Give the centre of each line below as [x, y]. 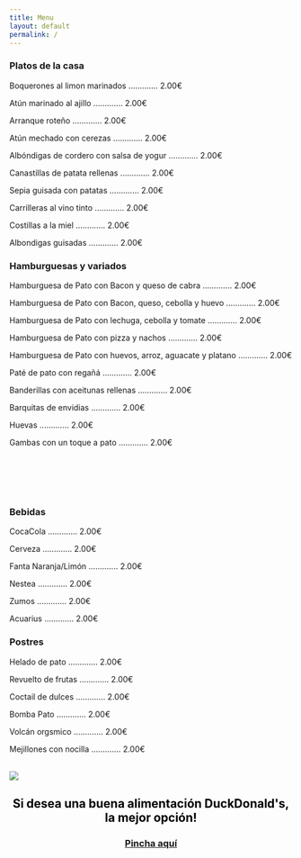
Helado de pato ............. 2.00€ [66, 662]
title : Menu [31, 18]
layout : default [40, 26]
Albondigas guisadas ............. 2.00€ [76, 242]
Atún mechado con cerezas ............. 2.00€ [89, 138]
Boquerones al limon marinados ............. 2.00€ [96, 86]
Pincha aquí [151, 843]
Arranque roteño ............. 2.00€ [68, 120]
